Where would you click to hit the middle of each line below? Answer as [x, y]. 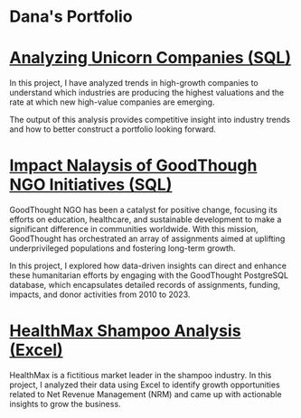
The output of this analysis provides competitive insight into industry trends [150, 120]
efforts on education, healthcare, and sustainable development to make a [146, 219]
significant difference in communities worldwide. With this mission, [134, 229]
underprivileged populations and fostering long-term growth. [123, 248]
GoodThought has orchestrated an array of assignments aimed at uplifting [147, 239]
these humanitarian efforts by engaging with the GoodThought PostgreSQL [149, 275]
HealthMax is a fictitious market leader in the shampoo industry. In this [141, 375]
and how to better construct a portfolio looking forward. [113, 129]
